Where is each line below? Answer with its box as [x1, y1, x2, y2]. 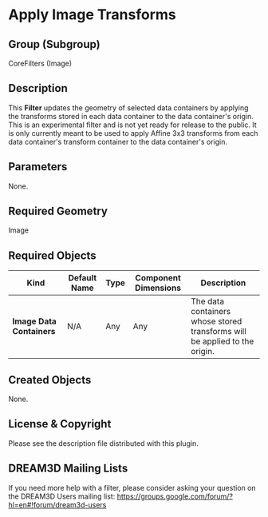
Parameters [8, 160, 68, 173]
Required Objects [8, 249, 97, 262]
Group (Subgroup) [8, 38, 101, 51]
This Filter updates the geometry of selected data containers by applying [8, 102, 249, 113]
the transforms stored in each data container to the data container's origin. [8, 111, 254, 121]
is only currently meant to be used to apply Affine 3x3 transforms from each [8, 128, 258, 137]
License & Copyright [8, 417, 112, 431]
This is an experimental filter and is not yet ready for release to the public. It [8, 120, 257, 129]
